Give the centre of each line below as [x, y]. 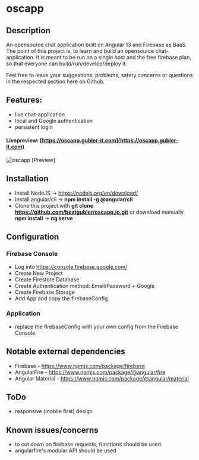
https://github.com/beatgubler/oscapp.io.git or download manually [99, 212]
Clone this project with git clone [54, 205]
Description [28, 31]
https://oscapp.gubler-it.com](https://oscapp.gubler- [110, 141]
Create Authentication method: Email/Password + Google [85, 285]
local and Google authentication [54, 120]
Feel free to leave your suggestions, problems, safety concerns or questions [99, 75]
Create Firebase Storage [45, 292]
